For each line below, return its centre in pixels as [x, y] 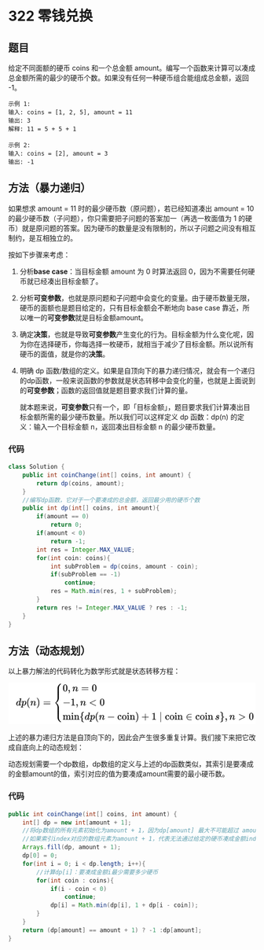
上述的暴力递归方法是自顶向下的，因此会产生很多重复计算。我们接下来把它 [128, 738]
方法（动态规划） [49, 651]
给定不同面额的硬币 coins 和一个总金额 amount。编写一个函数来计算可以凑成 [132, 68]
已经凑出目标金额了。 [68, 281]
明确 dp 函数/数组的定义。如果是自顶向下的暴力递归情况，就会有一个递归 [137, 370]
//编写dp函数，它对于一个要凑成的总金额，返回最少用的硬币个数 [111, 500]
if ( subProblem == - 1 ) [86, 575]
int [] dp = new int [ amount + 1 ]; [77, 823]
